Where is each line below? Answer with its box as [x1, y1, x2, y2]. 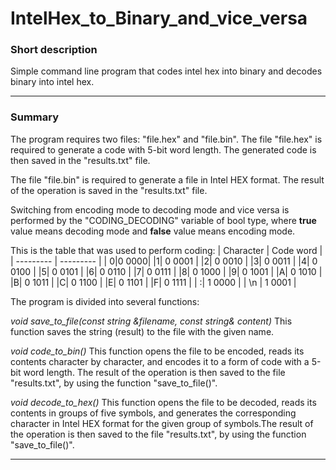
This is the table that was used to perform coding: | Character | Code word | [10, 244, 323, 256]
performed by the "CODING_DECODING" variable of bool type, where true [10, 214, 317, 226]
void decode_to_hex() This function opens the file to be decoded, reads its [10, 396, 317, 408]
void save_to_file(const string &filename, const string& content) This [10, 315, 293, 327]
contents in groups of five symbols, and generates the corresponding [10, 407, 297, 419]
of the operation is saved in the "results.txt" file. [10, 184, 208, 196]
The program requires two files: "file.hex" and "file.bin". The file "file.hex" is [10, 133, 323, 145]
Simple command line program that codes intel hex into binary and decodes [10, 65, 323, 77]
